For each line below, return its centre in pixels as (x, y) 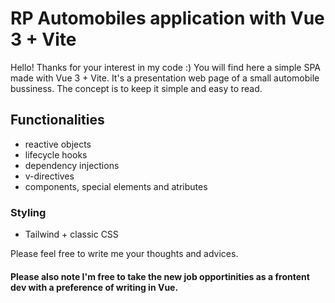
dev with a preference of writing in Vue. (94, 287)
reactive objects (58, 144)
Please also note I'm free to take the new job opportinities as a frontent (160, 276)
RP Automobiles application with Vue (167, 18)
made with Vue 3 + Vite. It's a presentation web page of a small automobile (165, 78)
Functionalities (57, 120)
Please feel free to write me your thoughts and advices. (124, 254)
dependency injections (72, 165)
